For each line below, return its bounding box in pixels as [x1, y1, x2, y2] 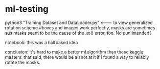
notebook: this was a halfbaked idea [5, 39, 78, 45]
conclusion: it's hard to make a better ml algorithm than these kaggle [5, 49, 143, 55]
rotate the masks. [5, 59, 41, 65]
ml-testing [5, 3, 49, 15]
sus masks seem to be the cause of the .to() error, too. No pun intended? [5, 30, 152, 36]
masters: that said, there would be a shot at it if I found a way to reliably [5, 54, 149, 60]
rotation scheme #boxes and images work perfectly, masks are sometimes [5, 24, 155, 30]
